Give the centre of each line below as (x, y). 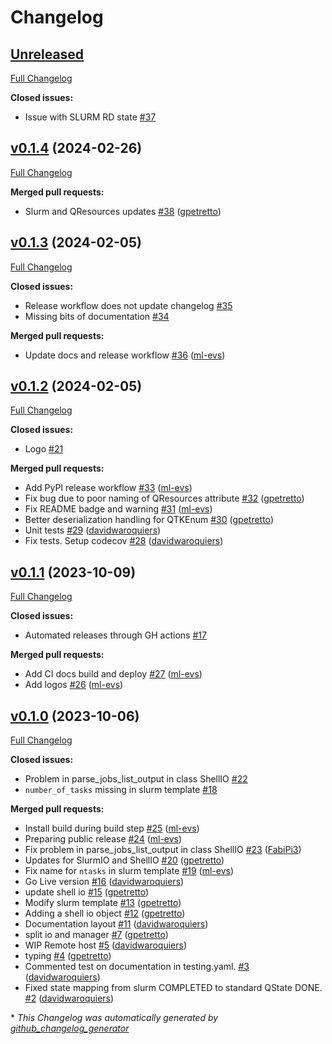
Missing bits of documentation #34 (97, 316)
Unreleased (47, 54)
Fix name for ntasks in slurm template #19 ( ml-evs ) (129, 871)
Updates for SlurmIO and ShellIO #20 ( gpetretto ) (124, 860)
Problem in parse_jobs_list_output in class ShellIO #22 (136, 779)
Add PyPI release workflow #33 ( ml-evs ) (108, 488)
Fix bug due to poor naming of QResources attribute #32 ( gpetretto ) (164, 498)
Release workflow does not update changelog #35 (128, 305)
